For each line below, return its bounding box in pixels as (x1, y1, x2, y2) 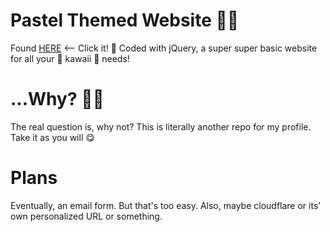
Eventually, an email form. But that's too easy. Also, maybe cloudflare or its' (10, 199, 322, 211)
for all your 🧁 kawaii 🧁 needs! (10, 52, 130, 64)
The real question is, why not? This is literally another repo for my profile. (10, 120, 312, 133)
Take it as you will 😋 (10, 131, 95, 143)
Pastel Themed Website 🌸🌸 (10, 9, 240, 32)
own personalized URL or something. (10, 210, 163, 222)
